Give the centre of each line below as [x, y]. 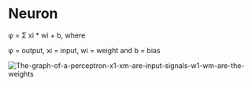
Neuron [33, 14]
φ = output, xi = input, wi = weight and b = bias [84, 50]
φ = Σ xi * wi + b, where [47, 35]
